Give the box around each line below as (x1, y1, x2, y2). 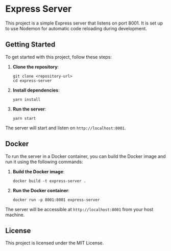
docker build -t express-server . (12, 178, 86, 184)
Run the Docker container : (12, 187, 70, 193)
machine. (5, 212, 25, 218)
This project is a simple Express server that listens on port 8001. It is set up (5, 20, 163, 26)
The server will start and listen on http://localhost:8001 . (5, 125, 126, 131)
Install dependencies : (12, 87, 60, 93)
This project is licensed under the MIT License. (5, 240, 104, 246)
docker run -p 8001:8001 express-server (12, 197, 100, 202)
